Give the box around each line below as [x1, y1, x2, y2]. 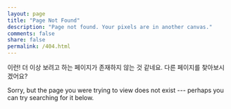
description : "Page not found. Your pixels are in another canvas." [7, 23, 213, 30]
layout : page [7, 10, 46, 18]
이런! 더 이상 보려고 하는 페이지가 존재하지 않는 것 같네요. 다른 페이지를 [7, 63, 201, 71]
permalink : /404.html [7, 43, 71, 50]
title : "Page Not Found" [7, 17, 80, 24]
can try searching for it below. [7, 94, 94, 102]
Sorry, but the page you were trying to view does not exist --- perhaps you [7, 86, 224, 94]
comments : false [7, 30, 55, 37]
